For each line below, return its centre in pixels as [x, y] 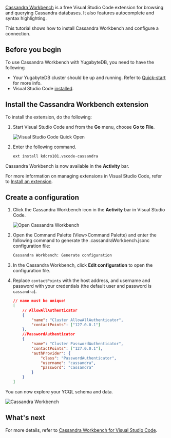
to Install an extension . [29, 181]
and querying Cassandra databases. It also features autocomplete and [80, 13]
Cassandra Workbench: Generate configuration [62, 255]
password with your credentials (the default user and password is [82, 286]
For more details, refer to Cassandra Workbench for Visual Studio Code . [81, 430]
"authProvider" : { [51, 353]
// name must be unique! [39, 301]
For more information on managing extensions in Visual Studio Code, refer [84, 176]
